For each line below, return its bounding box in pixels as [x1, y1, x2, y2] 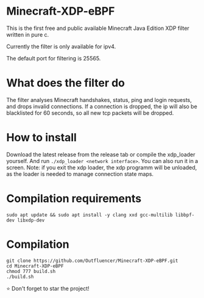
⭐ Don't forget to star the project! [6, 285, 90, 292]
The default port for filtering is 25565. [6, 54, 101, 62]
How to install [6, 131, 77, 145]
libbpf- [175, 212, 195, 218]
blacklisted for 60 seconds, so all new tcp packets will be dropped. [6, 109, 174, 117]
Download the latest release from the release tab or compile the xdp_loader [6, 151, 196, 158]
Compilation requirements [6, 192, 142, 205]
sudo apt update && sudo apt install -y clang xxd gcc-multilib [6, 212, 173, 218]
